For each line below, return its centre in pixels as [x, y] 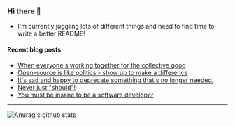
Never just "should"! [47, 87]
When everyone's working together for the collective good [102, 65]
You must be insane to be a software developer [85, 95]
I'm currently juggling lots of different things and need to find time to [116, 26]
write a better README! [51, 33]
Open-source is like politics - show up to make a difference [102, 72]
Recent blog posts [34, 49]
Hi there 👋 [24, 11]
